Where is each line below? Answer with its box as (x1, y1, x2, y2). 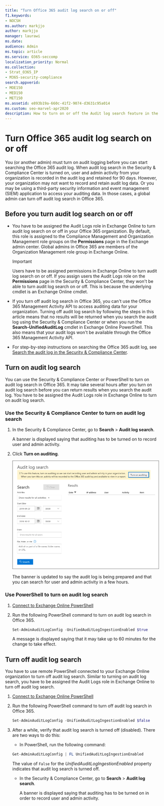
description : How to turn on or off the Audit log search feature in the (5, 111, 159, 116)
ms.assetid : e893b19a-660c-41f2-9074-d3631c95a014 (5, 101, 110, 106)
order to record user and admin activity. (19, 795, 100, 801)
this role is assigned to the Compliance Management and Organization (12, 233, 154, 239)
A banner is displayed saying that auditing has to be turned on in (19, 790, 149, 796)
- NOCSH (5, 18, 21, 23)
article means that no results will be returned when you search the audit (12, 314, 157, 320)
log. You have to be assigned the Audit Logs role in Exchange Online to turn (5, 392, 157, 398)
